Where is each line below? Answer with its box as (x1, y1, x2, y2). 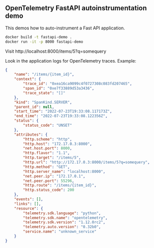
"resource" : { (14, 206, 43, 211)
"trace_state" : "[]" (23, 90, 66, 95)
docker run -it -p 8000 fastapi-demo (5, 39, 83, 44)
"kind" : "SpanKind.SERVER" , (14, 99, 72, 105)
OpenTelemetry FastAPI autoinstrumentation (5, 4, 147, 12)
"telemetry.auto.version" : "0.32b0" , (23, 225, 101, 230)
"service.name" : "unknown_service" (23, 229, 97, 234)
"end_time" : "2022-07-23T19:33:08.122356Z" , (14, 114, 108, 119)
